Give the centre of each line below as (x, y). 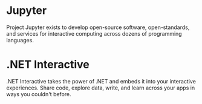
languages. (20, 40)
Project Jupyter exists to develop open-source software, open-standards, (98, 27)
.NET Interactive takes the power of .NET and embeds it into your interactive (101, 81)
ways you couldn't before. (39, 94)
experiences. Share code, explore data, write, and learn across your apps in (101, 88)
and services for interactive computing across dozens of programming (94, 33)
